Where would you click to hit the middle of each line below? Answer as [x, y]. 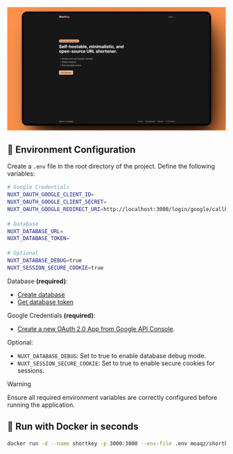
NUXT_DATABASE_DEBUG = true [44, 261]
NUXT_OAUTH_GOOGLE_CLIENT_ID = [51, 195]
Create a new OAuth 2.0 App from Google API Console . [96, 328]
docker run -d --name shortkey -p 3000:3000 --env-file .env [97, 444]
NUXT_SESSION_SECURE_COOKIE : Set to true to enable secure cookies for [116, 363]
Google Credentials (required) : [51, 315]
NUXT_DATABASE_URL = [35, 231]
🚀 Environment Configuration [71, 150]
